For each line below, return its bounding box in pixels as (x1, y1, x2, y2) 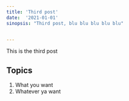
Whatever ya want (15, 88, 61, 95)
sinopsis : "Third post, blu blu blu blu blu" (6, 20, 124, 26)
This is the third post (6, 47, 58, 55)
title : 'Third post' (6, 9, 59, 15)
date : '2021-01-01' (6, 15, 59, 21)
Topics (6, 65, 33, 75)
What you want (15, 82, 54, 89)
